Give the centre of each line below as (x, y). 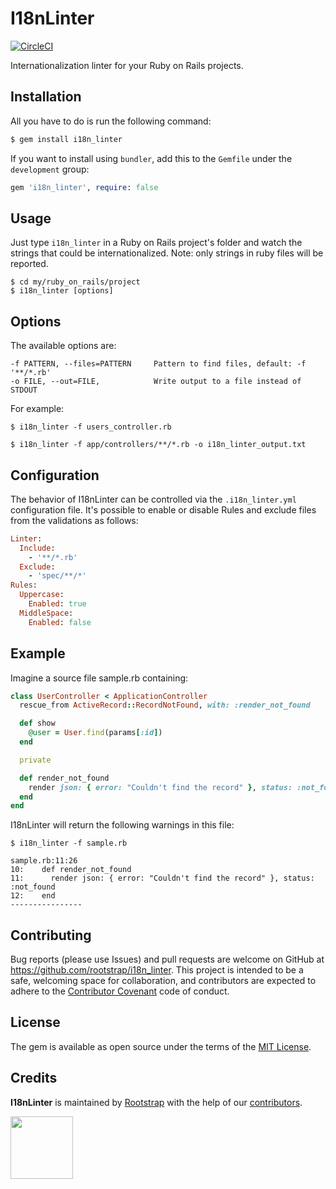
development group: (50, 169)
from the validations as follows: (74, 520)
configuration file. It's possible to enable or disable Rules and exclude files (163, 509)
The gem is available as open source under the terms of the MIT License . (161, 1046)
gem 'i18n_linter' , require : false (84, 187)
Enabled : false (60, 622)
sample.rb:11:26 (44, 861)
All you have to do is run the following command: (111, 121)
